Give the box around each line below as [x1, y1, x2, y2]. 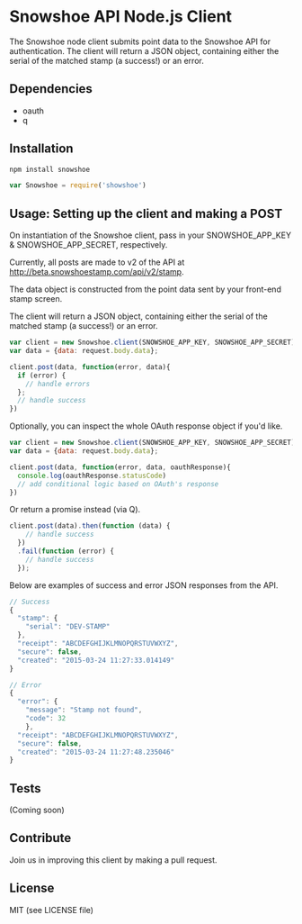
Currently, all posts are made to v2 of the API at [9, 257, 185, 267]
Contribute [9, 830, 72, 846]
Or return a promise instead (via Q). [9, 504, 141, 515]
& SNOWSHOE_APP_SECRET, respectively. [9, 240, 168, 250]
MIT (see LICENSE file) [9, 904, 94, 915]
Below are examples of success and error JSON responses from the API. [9, 579, 279, 591]
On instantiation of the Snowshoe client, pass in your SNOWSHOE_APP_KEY [9, 230, 292, 240]
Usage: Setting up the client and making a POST [9, 205, 283, 222]
